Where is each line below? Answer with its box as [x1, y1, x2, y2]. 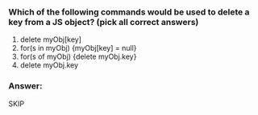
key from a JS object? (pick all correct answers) [8, 16, 199, 27]
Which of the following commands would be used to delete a [8, 6, 250, 18]
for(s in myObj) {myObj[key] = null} [19, 43, 137, 53]
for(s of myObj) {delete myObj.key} [19, 51, 137, 62]
